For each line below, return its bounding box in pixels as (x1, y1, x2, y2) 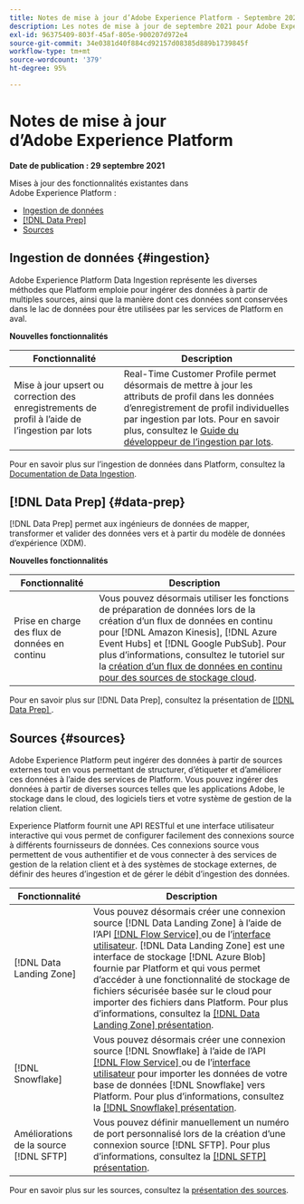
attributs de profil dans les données (123, 390, 274, 403)
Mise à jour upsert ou (14, 378, 104, 391)
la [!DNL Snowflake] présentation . (93, 1102, 237, 1114)
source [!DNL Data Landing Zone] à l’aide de (93, 917, 282, 929)
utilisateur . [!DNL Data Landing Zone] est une (93, 939, 285, 952)
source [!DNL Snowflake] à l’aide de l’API (93, 1044, 266, 1057)
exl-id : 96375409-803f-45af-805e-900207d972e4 (9, 30, 188, 39)
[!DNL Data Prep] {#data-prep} (9, 495, 185, 510)
